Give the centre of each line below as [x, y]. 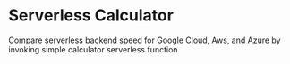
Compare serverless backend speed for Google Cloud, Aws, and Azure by [145, 40]
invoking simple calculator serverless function [93, 49]
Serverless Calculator [91, 16]
